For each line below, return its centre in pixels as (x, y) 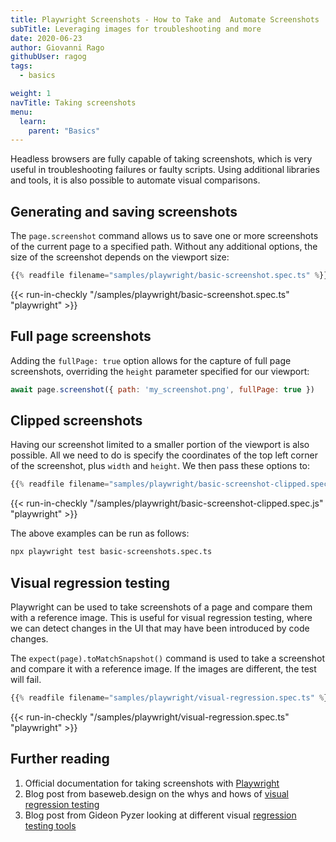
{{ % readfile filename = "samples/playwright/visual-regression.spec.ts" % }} (171, 698)
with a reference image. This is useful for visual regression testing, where (161, 617)
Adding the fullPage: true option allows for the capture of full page (151, 360)
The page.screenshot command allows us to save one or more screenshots (164, 236)
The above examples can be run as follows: (100, 533)
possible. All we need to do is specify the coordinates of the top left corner (164, 455)
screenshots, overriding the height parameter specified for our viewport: (160, 371)
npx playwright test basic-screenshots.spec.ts (111, 552)
